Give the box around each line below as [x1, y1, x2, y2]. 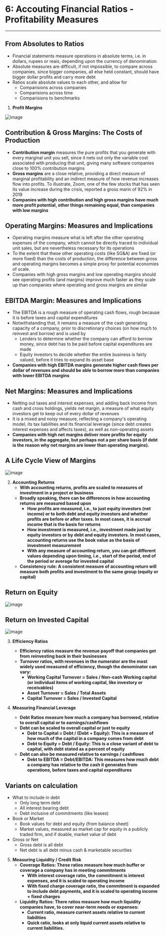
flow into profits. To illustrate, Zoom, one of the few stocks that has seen [12, 181, 160, 187]
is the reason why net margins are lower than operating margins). [12, 442, 150, 448]
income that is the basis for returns [27, 521, 101, 527]
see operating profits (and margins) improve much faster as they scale [12, 277, 156, 283]
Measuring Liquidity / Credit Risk [12, 857, 82, 863]
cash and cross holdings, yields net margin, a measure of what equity [12, 405, 154, 411]
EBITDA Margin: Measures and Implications [5, 296, 142, 305]
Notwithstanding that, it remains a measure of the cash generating [12, 320, 147, 326]
